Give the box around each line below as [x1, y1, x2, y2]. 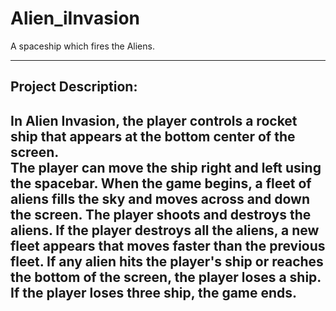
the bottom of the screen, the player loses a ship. [10, 268, 322, 286]
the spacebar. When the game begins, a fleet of [10, 175, 312, 192]
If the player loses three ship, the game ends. [10, 284, 298, 301]
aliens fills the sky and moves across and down [10, 190, 311, 207]
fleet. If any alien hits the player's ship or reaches [10, 253, 324, 270]
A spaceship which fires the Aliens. [10, 40, 155, 52]
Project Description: [10, 78, 138, 96]
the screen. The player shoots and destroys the [10, 206, 312, 223]
